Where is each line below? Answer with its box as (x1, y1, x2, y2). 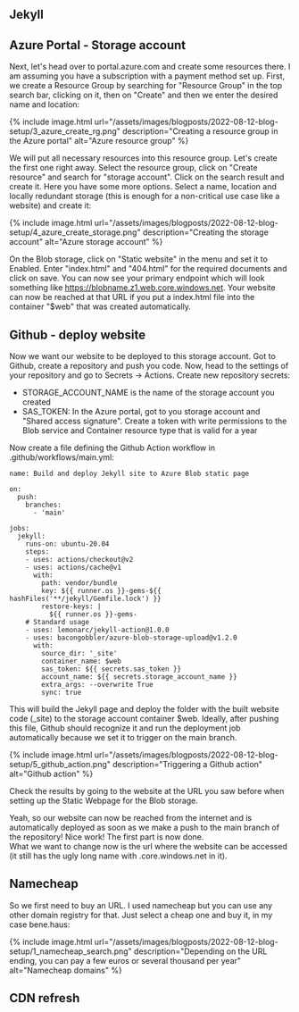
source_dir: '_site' (41, 649, 118, 658)
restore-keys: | (41, 602, 102, 611)
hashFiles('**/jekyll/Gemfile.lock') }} (9, 594, 162, 604)
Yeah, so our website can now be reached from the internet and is (9, 813, 253, 824)
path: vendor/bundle (41, 579, 118, 588)
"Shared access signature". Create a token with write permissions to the (21, 415, 287, 427)
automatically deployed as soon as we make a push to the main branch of (9, 822, 279, 833)
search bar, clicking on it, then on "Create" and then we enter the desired (9, 89, 278, 101)
